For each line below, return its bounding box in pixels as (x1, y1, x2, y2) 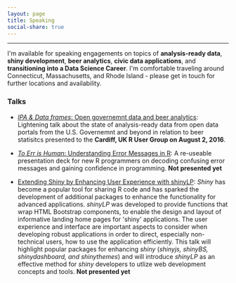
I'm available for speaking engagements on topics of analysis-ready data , (7, 49, 223, 58)
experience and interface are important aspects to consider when (17, 222, 208, 231)
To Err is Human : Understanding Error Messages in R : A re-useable (17, 149, 212, 157)
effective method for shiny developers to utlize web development (17, 260, 206, 268)
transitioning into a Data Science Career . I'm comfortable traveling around (7, 64, 225, 73)
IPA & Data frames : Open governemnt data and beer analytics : (17, 113, 199, 121)
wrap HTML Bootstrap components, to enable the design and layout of (17, 207, 222, 215)
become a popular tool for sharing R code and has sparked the (17, 184, 199, 194)
